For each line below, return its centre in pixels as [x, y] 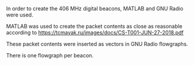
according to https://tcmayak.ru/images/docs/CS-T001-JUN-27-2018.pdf [95, 32]
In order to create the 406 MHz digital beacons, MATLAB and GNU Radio [95, 9]
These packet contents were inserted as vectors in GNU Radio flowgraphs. [97, 44]
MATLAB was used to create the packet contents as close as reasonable [94, 26]
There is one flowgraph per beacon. [50, 55]
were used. [20, 15]
